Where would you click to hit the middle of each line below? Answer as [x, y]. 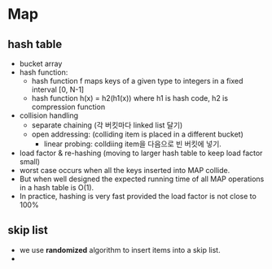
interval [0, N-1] [58, 89]
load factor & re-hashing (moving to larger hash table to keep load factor [141, 153]
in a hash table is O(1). [57, 187]
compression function [68, 107]
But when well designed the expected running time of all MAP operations [142, 179]
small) [30, 162]
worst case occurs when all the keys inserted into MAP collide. [125, 170]
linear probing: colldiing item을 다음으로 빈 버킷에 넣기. [132, 144]
